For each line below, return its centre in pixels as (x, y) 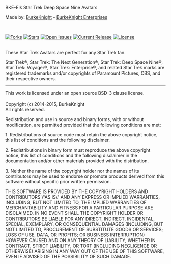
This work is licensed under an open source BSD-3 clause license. (75, 93)
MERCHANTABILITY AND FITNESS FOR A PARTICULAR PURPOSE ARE (79, 208)
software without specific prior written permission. (58, 182)
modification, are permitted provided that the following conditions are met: (83, 125)
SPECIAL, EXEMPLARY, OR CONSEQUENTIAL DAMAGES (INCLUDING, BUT (84, 224)
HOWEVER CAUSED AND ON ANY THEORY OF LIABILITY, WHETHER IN (81, 240)
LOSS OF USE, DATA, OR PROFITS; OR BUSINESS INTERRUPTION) (75, 235)
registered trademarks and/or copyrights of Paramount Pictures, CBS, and (83, 73)
